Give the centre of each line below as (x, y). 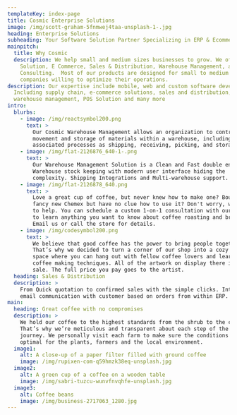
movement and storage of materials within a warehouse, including (132, 138)
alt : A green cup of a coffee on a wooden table (93, 375)
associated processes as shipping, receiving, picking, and (123, 145)
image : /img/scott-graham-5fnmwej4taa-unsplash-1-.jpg (90, 27)
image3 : (25, 388)
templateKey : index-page (44, 14)
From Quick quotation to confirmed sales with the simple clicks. (120, 289)
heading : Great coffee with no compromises (78, 309)
